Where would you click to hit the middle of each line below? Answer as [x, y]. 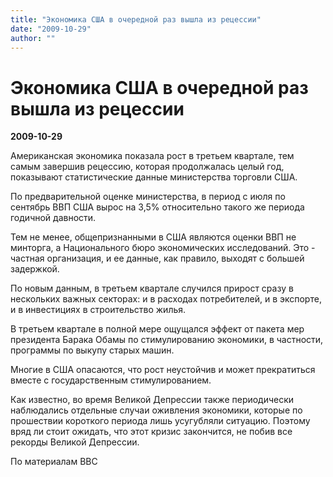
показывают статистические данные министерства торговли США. [154, 177]
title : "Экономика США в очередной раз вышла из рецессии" [136, 19]
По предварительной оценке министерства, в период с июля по [148, 197]
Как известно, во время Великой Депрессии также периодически [152, 400]
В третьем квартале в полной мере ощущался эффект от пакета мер [157, 329]
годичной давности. [53, 218]
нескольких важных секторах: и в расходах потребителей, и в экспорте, [166, 299]
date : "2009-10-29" [51, 29]
